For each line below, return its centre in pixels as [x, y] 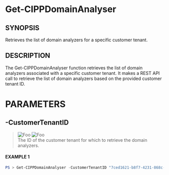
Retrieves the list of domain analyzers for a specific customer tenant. [76, 40]
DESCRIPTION [28, 56]
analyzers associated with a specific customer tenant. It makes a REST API [82, 73]
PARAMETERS [35, 104]
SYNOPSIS [22, 28]
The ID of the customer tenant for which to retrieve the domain [82, 140]
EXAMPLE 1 [18, 157]
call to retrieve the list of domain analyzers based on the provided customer [83, 78]
